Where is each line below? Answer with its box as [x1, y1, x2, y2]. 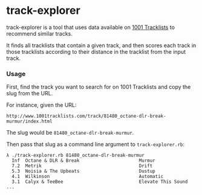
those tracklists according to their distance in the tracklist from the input [6, 48, 186, 55]
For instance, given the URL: [6, 101, 77, 109]
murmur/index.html [6, 118, 53, 124]
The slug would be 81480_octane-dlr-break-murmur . [6, 129, 134, 136]
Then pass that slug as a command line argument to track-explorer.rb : [6, 141, 184, 148]
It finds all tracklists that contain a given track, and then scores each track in [6, 42, 197, 49]
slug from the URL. [6, 90, 53, 97]
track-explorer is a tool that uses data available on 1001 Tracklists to [6, 24, 175, 31]
